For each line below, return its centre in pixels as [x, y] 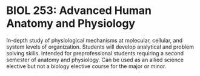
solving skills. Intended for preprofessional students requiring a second [95, 53]
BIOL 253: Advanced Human [79, 11]
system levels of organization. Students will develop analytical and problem [100, 47]
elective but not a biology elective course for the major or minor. [86, 66]
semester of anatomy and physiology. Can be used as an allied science [95, 60]
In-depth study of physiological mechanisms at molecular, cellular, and [95, 40]
